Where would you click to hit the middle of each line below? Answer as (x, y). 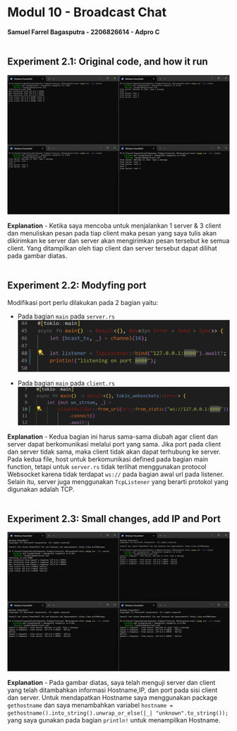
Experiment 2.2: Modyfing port (77, 286)
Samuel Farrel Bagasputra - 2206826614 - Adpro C (84, 32)
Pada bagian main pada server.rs (66, 316)
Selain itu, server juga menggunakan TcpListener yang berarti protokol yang (118, 481)
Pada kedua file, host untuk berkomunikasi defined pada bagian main (108, 459)
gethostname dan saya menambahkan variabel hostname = (90, 706)
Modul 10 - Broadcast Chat (87, 12)
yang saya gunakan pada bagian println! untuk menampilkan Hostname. (114, 720)
